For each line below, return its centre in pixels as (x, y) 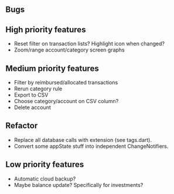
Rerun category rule (38, 89)
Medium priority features (52, 68)
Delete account (32, 107)
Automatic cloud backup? (45, 179)
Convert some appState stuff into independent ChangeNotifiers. (91, 146)
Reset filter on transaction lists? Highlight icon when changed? (89, 44)
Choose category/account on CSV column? (66, 101)
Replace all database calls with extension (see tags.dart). (83, 139)
